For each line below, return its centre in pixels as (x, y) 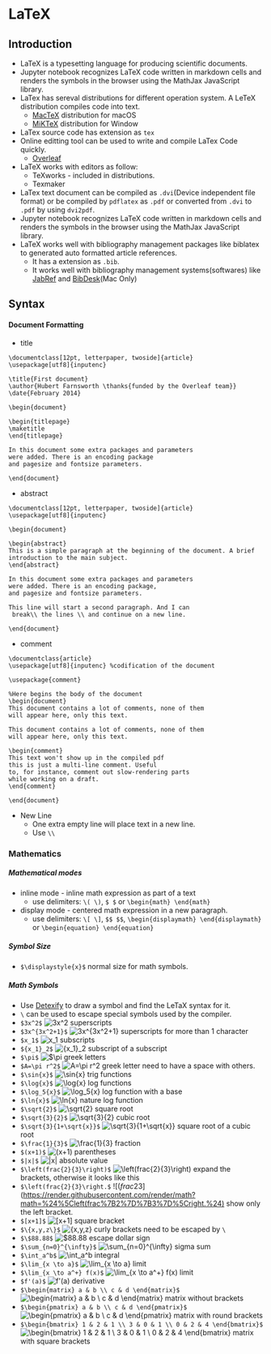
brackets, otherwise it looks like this (80, 1178)
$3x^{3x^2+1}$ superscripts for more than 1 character (134, 1032)
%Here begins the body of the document (76, 694)
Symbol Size (30, 946)
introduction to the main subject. (68, 557)
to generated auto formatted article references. (99, 253)
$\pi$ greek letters (63, 1057)
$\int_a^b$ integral (70, 1255)
